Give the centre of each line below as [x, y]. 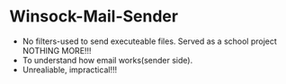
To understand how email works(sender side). [107, 60]
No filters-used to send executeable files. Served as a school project [149, 41]
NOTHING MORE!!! [57, 50]
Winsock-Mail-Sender [94, 17]
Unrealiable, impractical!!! [70, 70]
